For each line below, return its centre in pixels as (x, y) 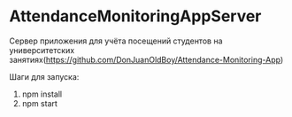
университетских (42, 50)
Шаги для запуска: (44, 76)
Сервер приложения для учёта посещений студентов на (116, 41)
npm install (42, 94)
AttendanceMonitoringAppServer (135, 16)
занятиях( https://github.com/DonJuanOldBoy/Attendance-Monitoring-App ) (146, 59)
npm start (39, 103)
